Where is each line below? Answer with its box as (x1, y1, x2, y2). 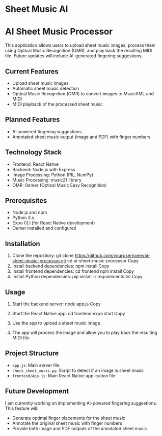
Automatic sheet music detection (12, 85, 80, 91)
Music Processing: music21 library (12, 177, 82, 183)
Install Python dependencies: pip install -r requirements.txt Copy (12, 274, 143, 280)
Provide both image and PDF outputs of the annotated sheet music (12, 425, 147, 431)
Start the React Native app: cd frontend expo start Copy (12, 311, 125, 316)
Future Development (5, 387, 69, 396)
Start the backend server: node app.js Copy (12, 301, 101, 307)
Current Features (5, 67, 59, 75)
